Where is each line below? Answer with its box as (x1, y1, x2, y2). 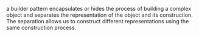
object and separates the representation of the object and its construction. (6, 11, 193, 18)
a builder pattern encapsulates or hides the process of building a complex (6, 5, 192, 12)
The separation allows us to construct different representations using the (6, 18, 189, 24)
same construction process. (6, 24, 77, 31)
